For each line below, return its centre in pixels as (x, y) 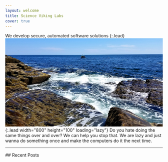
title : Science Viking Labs (34, 16)
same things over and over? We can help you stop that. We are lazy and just (83, 136)
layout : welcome (22, 10)
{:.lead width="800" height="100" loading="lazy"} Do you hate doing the (80, 130)
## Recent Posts (22, 155)
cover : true (17, 21)
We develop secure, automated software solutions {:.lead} (65, 36)
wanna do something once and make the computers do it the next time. (79, 141)
